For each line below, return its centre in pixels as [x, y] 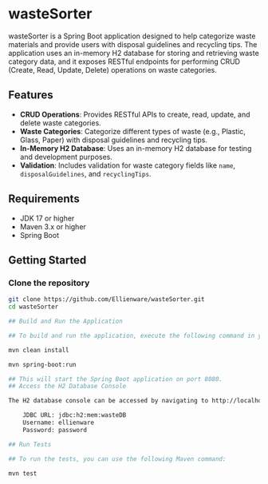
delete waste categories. [60, 123]
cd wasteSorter [33, 307]
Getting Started [47, 260]
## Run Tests [30, 444]
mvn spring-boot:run [43, 364]
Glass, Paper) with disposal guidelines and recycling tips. [113, 140]
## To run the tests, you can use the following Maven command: [117, 459]
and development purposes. [66, 157]
